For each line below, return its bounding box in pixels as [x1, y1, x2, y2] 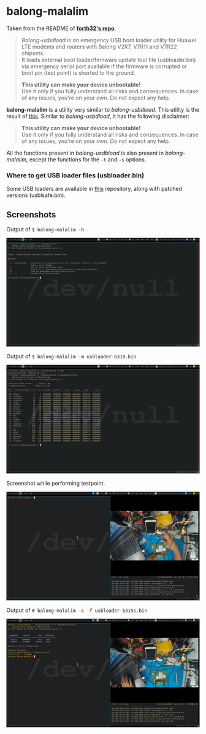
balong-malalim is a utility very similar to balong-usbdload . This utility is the [6, 106, 200, 113]
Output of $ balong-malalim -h [6, 226, 85, 233]
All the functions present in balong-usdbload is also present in [6, 149, 164, 156]
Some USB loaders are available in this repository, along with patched [6, 185, 183, 193]
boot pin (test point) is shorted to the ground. [21, 69, 136, 76]
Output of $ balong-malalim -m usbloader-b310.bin [6, 353, 137, 360]
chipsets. [21, 49, 45, 56]
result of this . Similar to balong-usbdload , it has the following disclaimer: [6, 112, 190, 120]
